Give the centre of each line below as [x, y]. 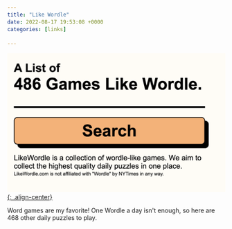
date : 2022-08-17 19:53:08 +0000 [55, 22]
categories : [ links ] [37, 29]
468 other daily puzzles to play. [52, 217]
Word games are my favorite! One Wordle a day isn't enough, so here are [111, 210]
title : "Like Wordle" [38, 15]
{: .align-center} [30, 196]
